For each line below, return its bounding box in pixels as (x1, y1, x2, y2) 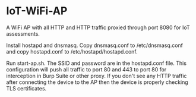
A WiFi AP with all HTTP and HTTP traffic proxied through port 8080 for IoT (6, 24, 190, 31)
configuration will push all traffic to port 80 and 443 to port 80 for (6, 65, 167, 73)
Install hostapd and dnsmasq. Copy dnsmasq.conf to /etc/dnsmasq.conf (6, 42, 183, 49)
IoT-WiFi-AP (6, 4, 68, 18)
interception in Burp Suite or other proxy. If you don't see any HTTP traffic (6, 72, 187, 79)
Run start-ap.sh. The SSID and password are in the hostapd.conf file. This (6, 60, 187, 67)
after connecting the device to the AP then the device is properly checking (6, 79, 188, 86)
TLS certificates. (6, 85, 47, 92)
